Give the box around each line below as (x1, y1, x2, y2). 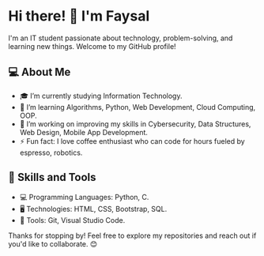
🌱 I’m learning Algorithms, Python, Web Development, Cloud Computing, (19, 102, 256, 111)
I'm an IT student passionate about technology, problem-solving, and (8, 33, 233, 43)
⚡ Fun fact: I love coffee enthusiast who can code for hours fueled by (19, 136, 245, 145)
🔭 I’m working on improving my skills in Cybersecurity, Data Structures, (19, 119, 251, 129)
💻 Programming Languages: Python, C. (19, 192, 149, 201)
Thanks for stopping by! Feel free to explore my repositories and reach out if (8, 231, 257, 240)
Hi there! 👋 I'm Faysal (8, 7, 150, 25)
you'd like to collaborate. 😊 (8, 239, 98, 248)
